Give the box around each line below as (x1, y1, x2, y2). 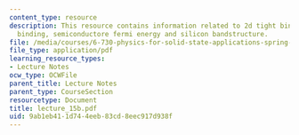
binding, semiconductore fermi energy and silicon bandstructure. (17, 29, 269, 38)
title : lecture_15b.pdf (9, 104, 98, 113)
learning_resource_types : (9, 54, 105, 63)
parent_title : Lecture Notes (9, 79, 117, 88)
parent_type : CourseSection (9, 87, 114, 96)
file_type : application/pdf (9, 46, 114, 55)
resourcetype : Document (9, 95, 98, 105)
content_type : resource (9, 12, 98, 22)
